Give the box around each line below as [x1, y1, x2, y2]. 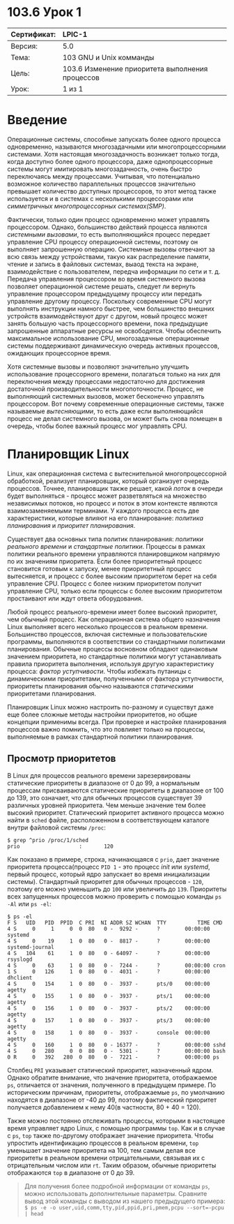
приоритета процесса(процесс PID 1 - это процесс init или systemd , [7, 862, 210, 871]
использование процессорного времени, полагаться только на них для [7, 369, 221, 378]
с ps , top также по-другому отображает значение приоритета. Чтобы [7, 1131, 214, 1140]
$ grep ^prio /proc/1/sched [7, 836, 89, 843]
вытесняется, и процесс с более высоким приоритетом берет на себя [7, 572, 217, 580]
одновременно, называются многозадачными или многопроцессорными [7, 142, 226, 151]
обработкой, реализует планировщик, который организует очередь [7, 476, 210, 485]
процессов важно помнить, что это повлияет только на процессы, [7, 725, 205, 733]
